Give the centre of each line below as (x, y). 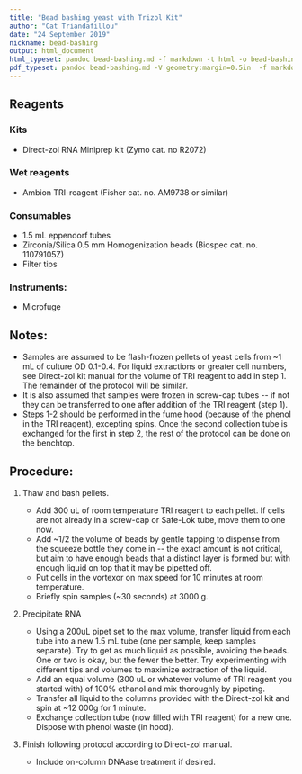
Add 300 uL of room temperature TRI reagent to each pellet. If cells (160, 510)
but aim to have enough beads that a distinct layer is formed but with (163, 558)
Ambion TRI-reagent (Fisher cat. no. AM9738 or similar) (125, 192)
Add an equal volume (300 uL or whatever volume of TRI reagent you (164, 679)
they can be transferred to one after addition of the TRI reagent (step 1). (155, 405)
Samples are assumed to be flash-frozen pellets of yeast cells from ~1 (152, 357)
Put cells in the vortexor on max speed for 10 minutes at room (149, 578)
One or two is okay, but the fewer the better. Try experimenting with (161, 660)
